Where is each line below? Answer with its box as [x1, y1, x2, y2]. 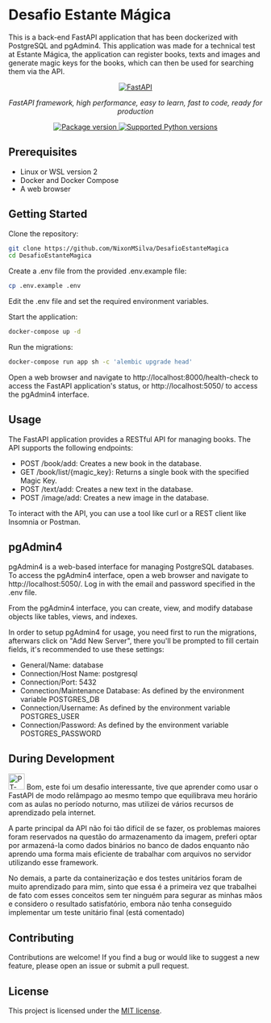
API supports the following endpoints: [8, 443, 133, 452]
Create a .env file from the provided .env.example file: [8, 266, 187, 276]
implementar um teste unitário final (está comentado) [8, 908, 186, 917]
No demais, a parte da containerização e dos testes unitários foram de [8, 873, 243, 884]
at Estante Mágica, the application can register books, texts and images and [8, 49, 261, 59]
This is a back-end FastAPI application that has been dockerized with [8, 32, 238, 42]
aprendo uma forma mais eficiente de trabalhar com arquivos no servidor [8, 849, 252, 859]
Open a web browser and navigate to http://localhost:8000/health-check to [8, 372, 259, 382]
